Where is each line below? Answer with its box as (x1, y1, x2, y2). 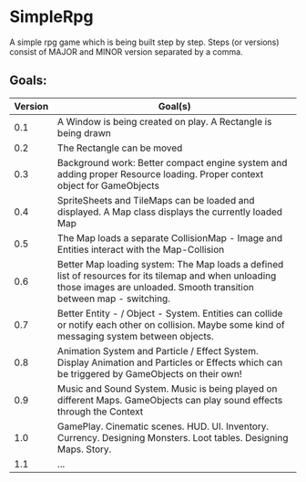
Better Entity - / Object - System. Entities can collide (57, 307, 283, 320)
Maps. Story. (57, 443, 112, 456)
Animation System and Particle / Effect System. (57, 344, 259, 357)
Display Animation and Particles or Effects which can (57, 356, 283, 369)
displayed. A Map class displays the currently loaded (57, 205, 283, 218)
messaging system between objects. (57, 330, 214, 342)
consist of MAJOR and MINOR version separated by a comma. (9, 46, 243, 57)
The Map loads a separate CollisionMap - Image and (57, 231, 283, 244)
